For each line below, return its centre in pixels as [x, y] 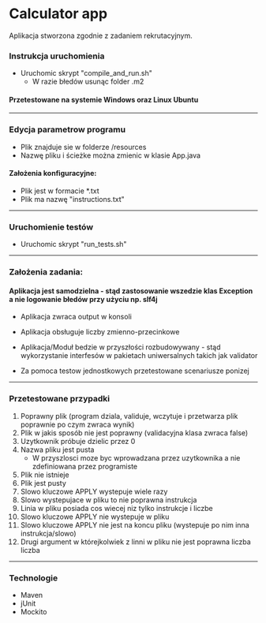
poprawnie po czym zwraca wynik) [77, 424]
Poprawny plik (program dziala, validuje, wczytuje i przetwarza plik [129, 416]
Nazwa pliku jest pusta [57, 450]
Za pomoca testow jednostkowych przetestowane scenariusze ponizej [135, 371]
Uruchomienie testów [51, 227]
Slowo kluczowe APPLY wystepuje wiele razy [94, 491]
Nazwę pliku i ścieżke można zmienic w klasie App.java [110, 155]
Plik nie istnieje [45, 475]
